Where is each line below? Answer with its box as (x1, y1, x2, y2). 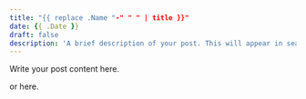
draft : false (9, 30, 59, 39)
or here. (9, 81, 39, 92)
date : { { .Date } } (9, 22, 79, 31)
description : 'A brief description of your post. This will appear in (9, 38, 283, 48)
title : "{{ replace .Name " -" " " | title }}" (9, 13, 189, 23)
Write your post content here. (9, 64, 120, 74)
